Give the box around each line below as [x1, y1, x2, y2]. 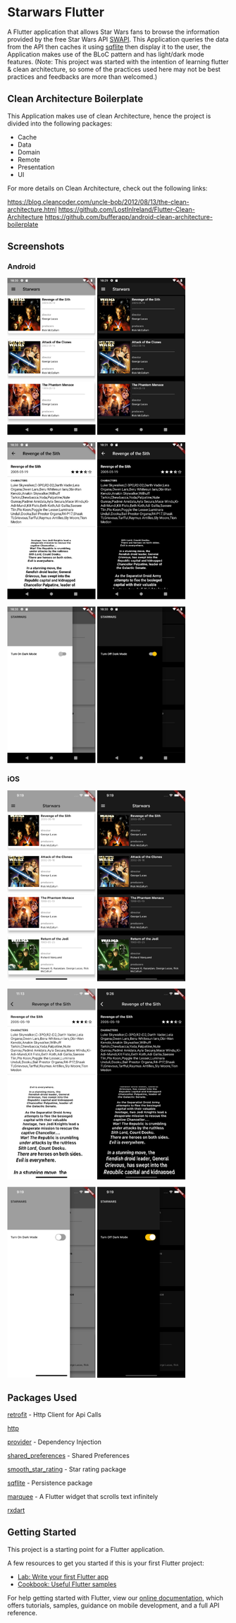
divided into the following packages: [7, 119, 113, 128]
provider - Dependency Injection [7, 1438, 102, 1446]
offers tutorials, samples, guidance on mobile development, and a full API [7, 1601, 220, 1610]
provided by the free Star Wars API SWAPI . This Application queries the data [7, 35, 229, 43]
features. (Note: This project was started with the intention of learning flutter [7, 57, 229, 66]
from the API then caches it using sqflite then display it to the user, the [7, 42, 211, 51]
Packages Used [7, 1392, 77, 1404]
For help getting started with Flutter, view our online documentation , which [7, 1593, 224, 1602]
